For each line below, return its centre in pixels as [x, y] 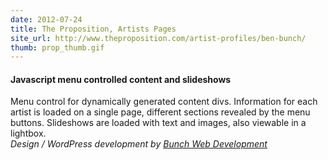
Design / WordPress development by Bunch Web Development [139, 144]
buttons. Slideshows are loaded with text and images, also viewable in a [158, 123]
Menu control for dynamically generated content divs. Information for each [164, 102]
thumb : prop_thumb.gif [57, 47]
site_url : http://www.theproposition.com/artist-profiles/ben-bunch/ [158, 38]
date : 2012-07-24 [46, 19]
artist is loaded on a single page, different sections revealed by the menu [160, 112]
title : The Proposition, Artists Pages [93, 29]
